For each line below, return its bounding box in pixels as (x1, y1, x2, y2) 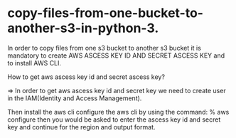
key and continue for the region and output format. (7, 122, 156, 131)
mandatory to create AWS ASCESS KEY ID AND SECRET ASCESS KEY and (7, 51, 225, 60)
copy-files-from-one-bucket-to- (7, 5, 204, 21)
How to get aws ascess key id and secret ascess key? (7, 73, 166, 81)
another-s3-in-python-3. (7, 20, 159, 36)
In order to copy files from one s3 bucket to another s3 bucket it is (7, 43, 201, 52)
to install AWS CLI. (7, 58, 62, 67)
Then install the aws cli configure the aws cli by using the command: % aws (7, 107, 230, 116)
